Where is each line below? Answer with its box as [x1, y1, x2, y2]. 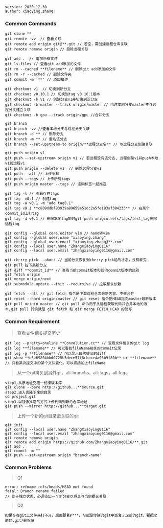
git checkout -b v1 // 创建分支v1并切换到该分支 [5, 97, 98, 102]
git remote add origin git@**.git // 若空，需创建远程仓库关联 [5, 42, 128, 46]
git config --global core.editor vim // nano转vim [5, 231, 110, 236]
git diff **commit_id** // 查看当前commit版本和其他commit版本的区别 [5, 268, 140, 273]
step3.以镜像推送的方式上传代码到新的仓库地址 [5, 399, 88, 404]
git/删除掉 [14, 518, 35, 523]
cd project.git [5, 394, 36, 399]
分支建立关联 [8, 108, 31, 113]
